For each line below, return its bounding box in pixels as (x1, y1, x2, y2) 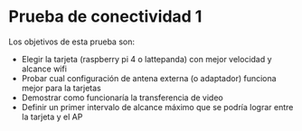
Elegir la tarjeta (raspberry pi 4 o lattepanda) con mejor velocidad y (21, 53, 272, 64)
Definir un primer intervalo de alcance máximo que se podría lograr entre (21, 101, 294, 112)
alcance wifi (21, 63, 67, 74)
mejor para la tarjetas (21, 82, 101, 93)
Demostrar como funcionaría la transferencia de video (21, 92, 223, 103)
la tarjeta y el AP (21, 111, 83, 122)
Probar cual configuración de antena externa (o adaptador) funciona (21, 72, 277, 83)
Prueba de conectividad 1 (8, 6, 203, 27)
